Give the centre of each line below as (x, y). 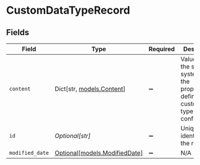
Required (162, 49)
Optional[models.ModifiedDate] (99, 153)
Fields (18, 32)
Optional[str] (73, 136)
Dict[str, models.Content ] (90, 89)
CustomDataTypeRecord (68, 10)
